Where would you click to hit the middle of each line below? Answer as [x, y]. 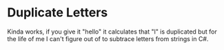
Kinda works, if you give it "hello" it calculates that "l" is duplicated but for [112, 32]
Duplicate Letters [58, 13]
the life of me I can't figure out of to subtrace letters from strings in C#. [108, 38]
